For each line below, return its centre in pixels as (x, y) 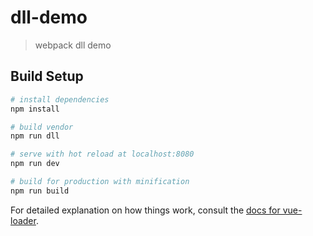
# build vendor (42, 127)
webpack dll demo (73, 45)
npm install (35, 109)
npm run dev (35, 164)
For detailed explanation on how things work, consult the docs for (145, 210)
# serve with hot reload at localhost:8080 (102, 154)
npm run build (40, 191)
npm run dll (35, 136)
